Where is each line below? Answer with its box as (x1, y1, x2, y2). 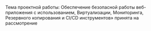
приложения (5, 9, 33, 15)
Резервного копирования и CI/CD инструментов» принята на (5, 15, 139, 20)
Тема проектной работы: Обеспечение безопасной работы (5, 4, 135, 10)
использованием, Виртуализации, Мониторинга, (37, 9, 144, 15)
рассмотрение (5, 20, 37, 26)
